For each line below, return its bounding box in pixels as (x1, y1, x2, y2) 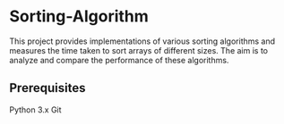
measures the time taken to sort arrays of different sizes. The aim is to (9, 45, 269, 55)
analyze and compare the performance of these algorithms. (9, 54, 229, 65)
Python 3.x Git (9, 104, 62, 115)
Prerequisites (9, 80, 86, 95)
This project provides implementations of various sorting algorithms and (9, 36, 276, 46)
